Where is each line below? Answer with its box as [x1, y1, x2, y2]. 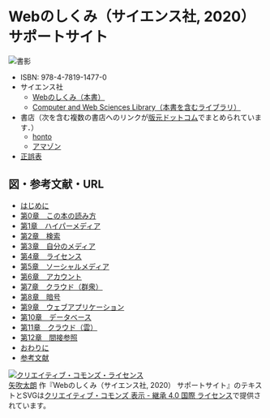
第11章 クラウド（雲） [19, 322, 98, 332]
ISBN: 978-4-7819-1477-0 [19, 72, 107, 82]
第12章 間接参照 [19, 332, 79, 342]
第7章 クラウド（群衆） [19, 282, 103, 291]
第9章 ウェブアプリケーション [19, 302, 125, 312]
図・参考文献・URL [8, 178, 105, 192]
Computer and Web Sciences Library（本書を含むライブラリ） [32, 102, 242, 112]
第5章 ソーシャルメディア [19, 261, 109, 271]
